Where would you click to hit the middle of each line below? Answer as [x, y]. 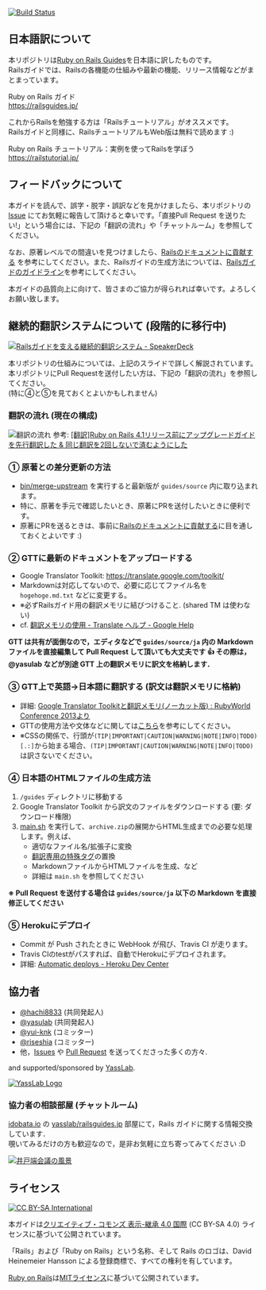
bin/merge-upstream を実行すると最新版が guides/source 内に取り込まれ [139, 486]
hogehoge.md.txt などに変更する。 [75, 595]
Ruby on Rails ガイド [42, 96]
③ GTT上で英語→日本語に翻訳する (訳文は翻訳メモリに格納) [125, 687]
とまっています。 [36, 79]
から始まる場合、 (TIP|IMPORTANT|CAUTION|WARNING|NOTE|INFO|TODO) [144, 745]
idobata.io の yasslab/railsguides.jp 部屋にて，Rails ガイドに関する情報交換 [131, 1124]
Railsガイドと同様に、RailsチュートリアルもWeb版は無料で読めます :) [121, 132]
